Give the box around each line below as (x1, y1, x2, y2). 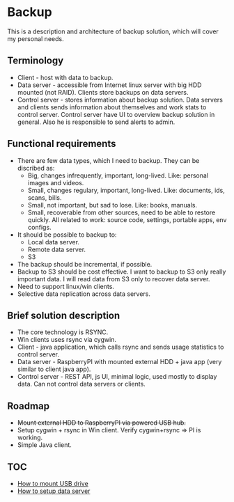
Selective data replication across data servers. (17, 290, 151, 298)
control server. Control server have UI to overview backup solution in (17, 110, 215, 118)
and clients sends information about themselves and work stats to (17, 102, 207, 111)
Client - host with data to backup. (17, 73, 114, 81)
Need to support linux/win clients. (17, 282, 115, 290)
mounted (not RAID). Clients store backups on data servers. (17, 88, 189, 96)
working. (17, 433, 43, 442)
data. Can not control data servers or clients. (17, 380, 146, 389)
